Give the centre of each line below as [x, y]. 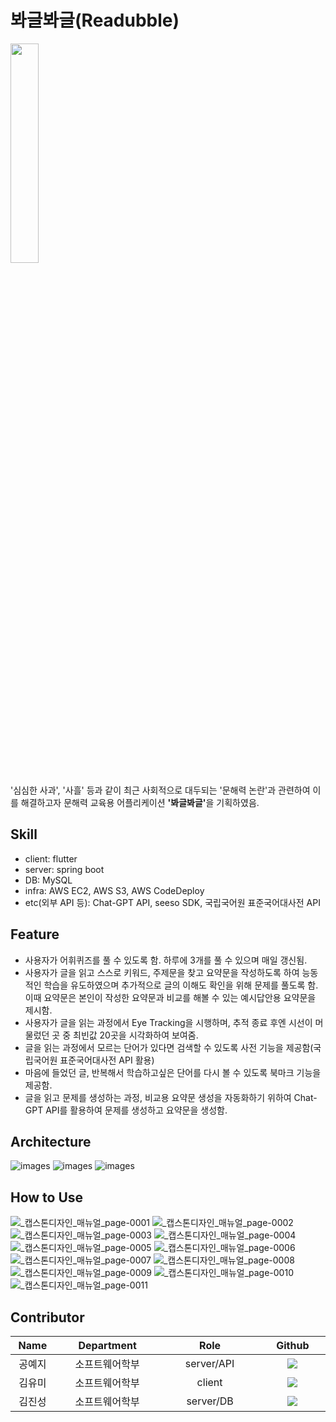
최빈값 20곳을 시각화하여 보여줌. [136, 1035]
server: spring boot [64, 869]
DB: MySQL [48, 880]
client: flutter [51, 858]
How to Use [47, 1197]
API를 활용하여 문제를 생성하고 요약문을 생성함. [136, 1110]
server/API [209, 1363]
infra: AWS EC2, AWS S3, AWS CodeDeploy [114, 890]
